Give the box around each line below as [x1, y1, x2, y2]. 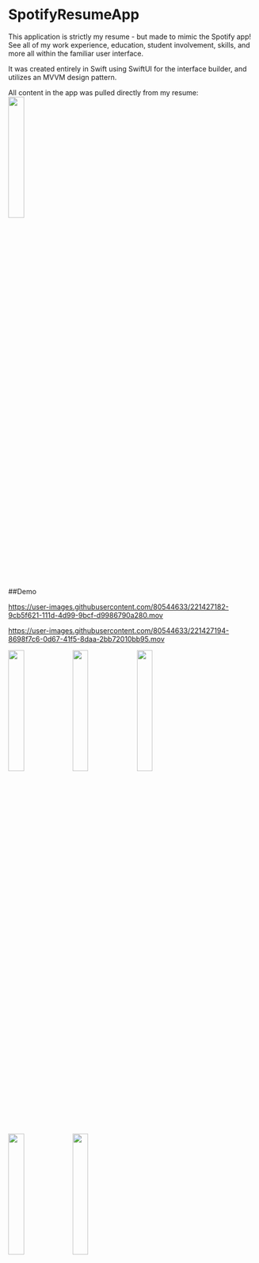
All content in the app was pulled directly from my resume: [8, 87, 199, 97]
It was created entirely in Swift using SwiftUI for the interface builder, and [8, 63, 247, 73]
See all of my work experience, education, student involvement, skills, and [8, 40, 251, 49]
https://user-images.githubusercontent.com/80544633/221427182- [8, 601, 230, 612]
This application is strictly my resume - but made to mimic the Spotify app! [8, 32, 252, 41]
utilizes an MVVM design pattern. [8, 72, 117, 82]
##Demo [8, 586, 37, 596]
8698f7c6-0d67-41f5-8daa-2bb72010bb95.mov [8, 634, 165, 643]
